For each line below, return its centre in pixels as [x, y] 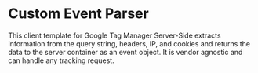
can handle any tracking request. [62, 60]
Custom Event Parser [78, 14]
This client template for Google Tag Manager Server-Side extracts [114, 35]
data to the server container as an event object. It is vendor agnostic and [125, 52]
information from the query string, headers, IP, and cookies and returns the [129, 43]
